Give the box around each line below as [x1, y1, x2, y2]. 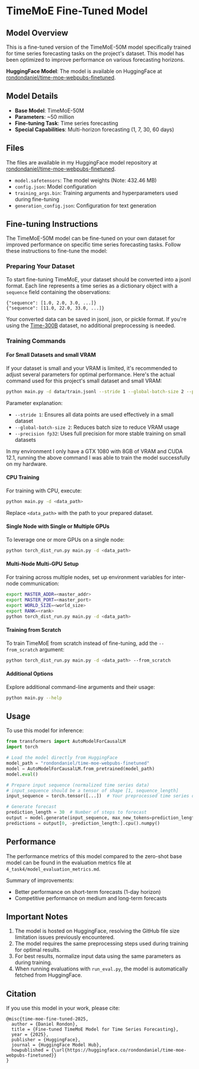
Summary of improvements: [6, 877, 74, 884]
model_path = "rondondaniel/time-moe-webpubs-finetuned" [6, 760, 150, 767]
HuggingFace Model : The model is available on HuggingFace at [6, 68, 162, 75]
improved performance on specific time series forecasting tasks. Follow [6, 241, 181, 248]
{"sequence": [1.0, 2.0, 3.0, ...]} [6, 300, 97, 306]
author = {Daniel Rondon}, [11, 1021, 78, 1027]
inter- [172, 574, 186, 581]
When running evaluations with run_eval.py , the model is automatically [14, 965, 188, 972]
